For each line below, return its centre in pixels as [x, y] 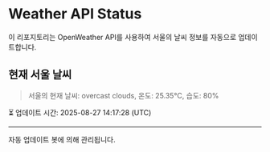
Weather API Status [75, 14]
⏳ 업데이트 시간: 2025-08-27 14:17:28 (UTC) [80, 112]
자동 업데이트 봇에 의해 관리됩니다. [62, 139]
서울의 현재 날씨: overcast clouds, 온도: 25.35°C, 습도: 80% [123, 95]
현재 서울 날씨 [40, 75]
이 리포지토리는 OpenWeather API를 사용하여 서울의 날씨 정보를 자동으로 [123, 37]
